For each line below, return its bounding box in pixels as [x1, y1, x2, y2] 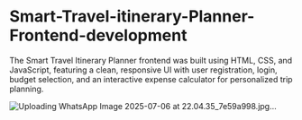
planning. [9, 83, 44, 94]
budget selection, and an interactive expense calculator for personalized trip [9, 73, 293, 84]
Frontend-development [9, 25, 188, 46]
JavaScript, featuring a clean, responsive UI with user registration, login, [9, 64, 278, 75]
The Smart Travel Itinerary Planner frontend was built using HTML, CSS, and [9, 55, 293, 65]
